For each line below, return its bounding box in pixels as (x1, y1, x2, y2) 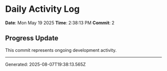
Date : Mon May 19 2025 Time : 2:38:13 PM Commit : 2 (5, 20, 115, 26)
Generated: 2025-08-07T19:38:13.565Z (5, 61, 86, 67)
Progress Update (5, 34, 59, 42)
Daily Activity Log (5, 3, 80, 15)
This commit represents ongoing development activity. (5, 47, 117, 53)
